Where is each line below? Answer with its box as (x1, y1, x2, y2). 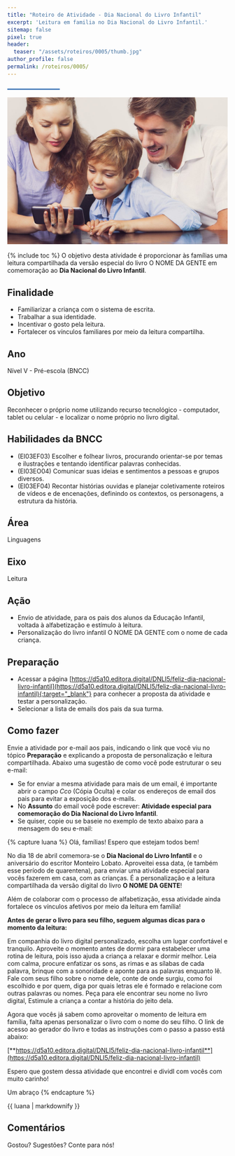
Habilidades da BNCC (7, 433, 103, 445)
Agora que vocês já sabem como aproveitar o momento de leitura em (7, 1010, 207, 1019)
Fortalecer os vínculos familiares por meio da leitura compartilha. (17, 328, 205, 336)
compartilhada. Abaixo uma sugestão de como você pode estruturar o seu (7, 758, 222, 767)
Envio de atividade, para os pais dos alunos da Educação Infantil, (17, 614, 205, 622)
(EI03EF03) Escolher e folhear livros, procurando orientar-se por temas (17, 452, 223, 460)
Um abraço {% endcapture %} (7, 1088, 95, 1096)
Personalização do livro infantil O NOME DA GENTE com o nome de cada (17, 629, 228, 637)
